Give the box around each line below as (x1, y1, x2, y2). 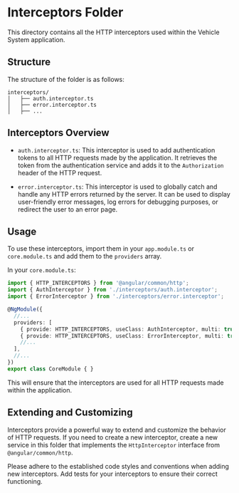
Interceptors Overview (7, 127, 110, 139)
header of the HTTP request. (17, 168, 102, 177)
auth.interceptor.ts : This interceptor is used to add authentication (17, 145, 216, 154)
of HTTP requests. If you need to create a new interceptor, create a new (7, 432, 218, 442)
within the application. (7, 385, 73, 394)
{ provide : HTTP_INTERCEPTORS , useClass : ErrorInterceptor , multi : (20, 332, 224, 339)
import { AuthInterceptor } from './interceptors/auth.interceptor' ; (7, 286, 218, 294)
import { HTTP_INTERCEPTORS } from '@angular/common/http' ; (7, 279, 190, 287)
